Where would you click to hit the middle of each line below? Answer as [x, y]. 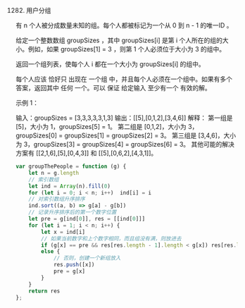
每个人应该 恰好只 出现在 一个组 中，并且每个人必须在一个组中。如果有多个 [124, 79]
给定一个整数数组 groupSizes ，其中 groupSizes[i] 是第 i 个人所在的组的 [119, 40]
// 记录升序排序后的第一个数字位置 [73, 212]
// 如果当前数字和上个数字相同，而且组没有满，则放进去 [112, 238]
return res [44, 291]
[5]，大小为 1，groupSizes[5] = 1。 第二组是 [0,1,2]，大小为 [101, 127]
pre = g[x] [69, 271]
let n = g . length [54, 173]
